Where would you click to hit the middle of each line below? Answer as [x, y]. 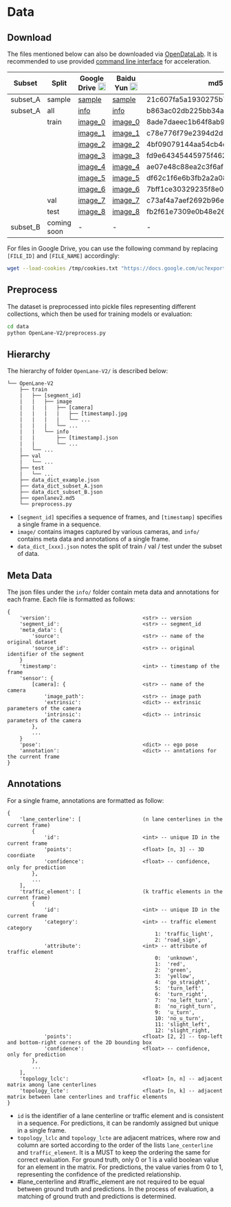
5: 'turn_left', [179, 988]
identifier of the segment [46, 655]
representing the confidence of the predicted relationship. [99, 1174]
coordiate [21, 855]
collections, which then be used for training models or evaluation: [100, 314]
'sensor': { [36, 679]
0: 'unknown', [176, 958]
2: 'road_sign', [178, 940]
